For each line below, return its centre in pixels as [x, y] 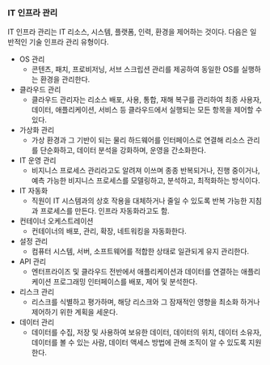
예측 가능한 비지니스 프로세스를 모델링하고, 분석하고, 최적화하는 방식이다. [146, 180]
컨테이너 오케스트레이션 [56, 221]
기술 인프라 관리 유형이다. [69, 42]
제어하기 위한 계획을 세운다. [74, 312]
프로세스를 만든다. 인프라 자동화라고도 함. [105, 211]
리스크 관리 [37, 292]
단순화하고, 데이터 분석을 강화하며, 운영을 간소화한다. [123, 151]
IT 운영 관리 [38, 160]
